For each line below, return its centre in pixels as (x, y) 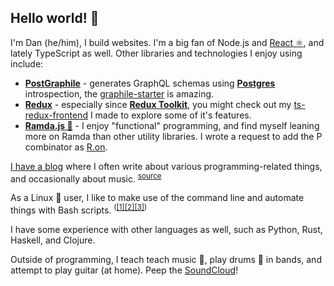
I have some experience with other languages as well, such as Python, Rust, (166, 230)
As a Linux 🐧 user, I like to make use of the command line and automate (157, 198)
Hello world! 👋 (55, 18)
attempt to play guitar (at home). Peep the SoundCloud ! (124, 270)
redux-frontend (56, 115)
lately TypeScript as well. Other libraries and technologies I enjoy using (156, 53)
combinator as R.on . (66, 147)
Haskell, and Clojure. (53, 240)
